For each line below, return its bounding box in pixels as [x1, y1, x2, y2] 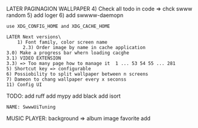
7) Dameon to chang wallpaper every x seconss [6, 76, 127, 83]
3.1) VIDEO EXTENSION [6, 55, 62, 61]
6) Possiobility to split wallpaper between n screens [6, 71, 149, 77]
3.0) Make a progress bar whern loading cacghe [6, 50, 130, 56]
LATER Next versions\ [6, 34, 62, 40]
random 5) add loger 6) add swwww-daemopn [6, 12, 124, 19]
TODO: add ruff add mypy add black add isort [6, 92, 121, 99]
